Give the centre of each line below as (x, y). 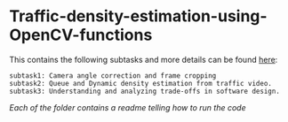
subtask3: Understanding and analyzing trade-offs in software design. (144, 91)
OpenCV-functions (81, 35)
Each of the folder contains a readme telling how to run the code (128, 107)
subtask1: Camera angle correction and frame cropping (113, 76)
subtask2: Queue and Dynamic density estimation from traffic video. (141, 83)
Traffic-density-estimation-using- (139, 16)
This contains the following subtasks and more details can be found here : (144, 59)
